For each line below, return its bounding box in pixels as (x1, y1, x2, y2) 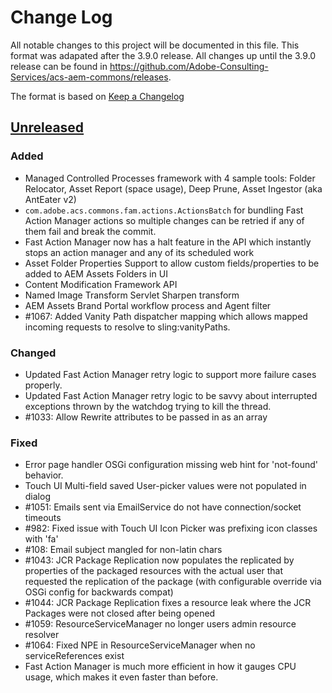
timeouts (24, 512, 62, 524)
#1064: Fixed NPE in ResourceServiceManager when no (24, 639, 256, 651)
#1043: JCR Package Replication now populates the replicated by (24, 554, 295, 566)
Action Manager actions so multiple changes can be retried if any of (24, 214, 305, 226)
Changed (10, 346, 57, 360)
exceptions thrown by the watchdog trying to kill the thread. (24, 400, 272, 412)
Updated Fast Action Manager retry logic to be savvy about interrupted (24, 389, 318, 401)
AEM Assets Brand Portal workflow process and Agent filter (24, 299, 272, 311)
